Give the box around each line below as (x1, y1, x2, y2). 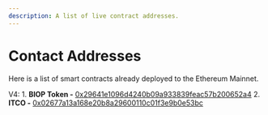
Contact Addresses (8, 46, 142, 65)
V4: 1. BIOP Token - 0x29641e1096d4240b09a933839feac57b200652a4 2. (8, 89, 261, 99)
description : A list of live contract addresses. (8, 11, 180, 20)
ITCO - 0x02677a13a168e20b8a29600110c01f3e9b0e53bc (8, 98, 204, 108)
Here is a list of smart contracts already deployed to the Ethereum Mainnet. (8, 74, 259, 83)
